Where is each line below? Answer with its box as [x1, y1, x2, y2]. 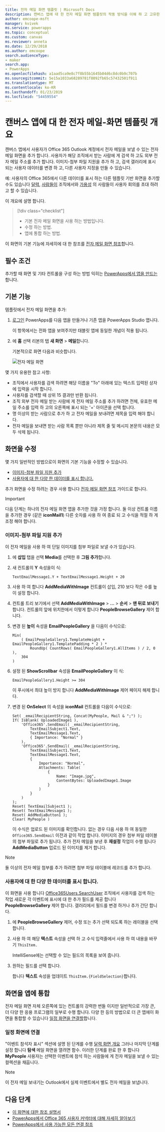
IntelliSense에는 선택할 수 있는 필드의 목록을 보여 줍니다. [12, 952, 121, 958]
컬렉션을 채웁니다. [5, 1059, 40, 1066]
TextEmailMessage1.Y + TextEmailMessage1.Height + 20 [12, 574, 125, 579]
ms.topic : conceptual [5, 30, 50, 35]
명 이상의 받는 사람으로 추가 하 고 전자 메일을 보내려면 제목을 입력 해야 [12, 410, 146, 416]
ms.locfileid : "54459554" [5, 94, 58, 99]
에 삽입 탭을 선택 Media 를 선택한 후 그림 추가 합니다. [12, 554, 111, 560]
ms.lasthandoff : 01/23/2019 [5, 90, 63, 94]
